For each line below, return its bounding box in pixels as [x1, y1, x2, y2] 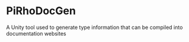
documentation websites [6, 30, 66, 37]
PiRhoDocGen [6, 4, 76, 18]
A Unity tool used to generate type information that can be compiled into [6, 24, 183, 31]
